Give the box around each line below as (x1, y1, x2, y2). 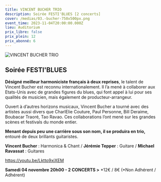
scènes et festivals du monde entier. (5, 119, 78, 125)
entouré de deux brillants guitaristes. (5, 134, 79, 139)
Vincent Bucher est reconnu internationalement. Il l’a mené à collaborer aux (5, 84, 155, 90)
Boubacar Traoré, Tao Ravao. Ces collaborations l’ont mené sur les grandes (5, 114, 156, 120)
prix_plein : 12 (5, 34, 36, 39)
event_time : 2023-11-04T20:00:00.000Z (5, 20, 83, 26)
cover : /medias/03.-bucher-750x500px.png (5, 16, 90, 21)
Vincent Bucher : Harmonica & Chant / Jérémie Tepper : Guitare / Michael (5, 143, 155, 149)
